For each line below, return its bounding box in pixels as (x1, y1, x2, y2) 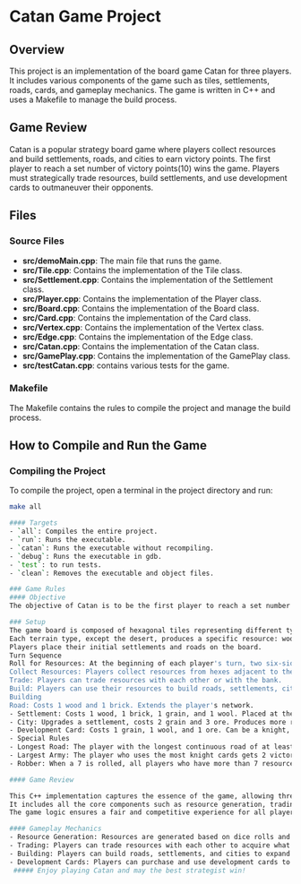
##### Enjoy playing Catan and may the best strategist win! (13, 866, 246, 875)
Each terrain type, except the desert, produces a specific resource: (9, 634, 279, 643)
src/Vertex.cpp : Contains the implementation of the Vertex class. (21, 322, 264, 332)
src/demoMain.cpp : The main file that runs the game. (21, 255, 222, 266)
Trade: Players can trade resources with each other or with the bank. (9, 676, 282, 685)
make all (9, 502, 42, 511)
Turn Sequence (9, 651, 63, 660)
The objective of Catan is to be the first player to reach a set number (9, 602, 291, 611)
